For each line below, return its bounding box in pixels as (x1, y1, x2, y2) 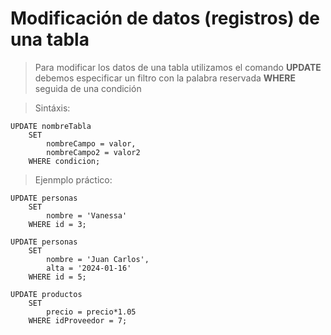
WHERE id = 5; (28, 272, 87, 282)
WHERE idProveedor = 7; (28, 315, 128, 326)
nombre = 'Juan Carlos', (46, 254, 150, 264)
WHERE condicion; (28, 156, 101, 166)
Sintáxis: (34, 102, 71, 114)
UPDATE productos (10, 289, 83, 299)
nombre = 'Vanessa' (46, 210, 128, 221)
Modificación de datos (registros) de (10, 7, 320, 30)
